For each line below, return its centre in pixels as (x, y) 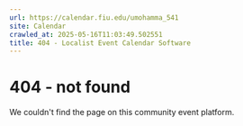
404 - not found (70, 87)
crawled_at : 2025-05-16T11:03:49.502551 (86, 34)
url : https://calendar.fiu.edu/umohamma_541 (94, 18)
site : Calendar (38, 26)
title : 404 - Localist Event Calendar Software (100, 43)
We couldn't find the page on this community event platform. (122, 112)
